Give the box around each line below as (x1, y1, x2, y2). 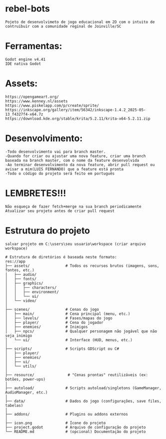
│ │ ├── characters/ (5, 285, 57, 290)
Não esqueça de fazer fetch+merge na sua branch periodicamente (5, 204, 142, 209)
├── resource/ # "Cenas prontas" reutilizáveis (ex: (5, 372, 149, 377)
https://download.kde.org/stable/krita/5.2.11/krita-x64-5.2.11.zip (5, 116, 151, 121)
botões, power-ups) (5, 377, 46, 382)
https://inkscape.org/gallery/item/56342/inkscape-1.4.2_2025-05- (5, 107, 146, 112)
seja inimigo (5, 333, 32, 338)
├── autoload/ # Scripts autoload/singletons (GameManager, (5, 385, 162, 391)
